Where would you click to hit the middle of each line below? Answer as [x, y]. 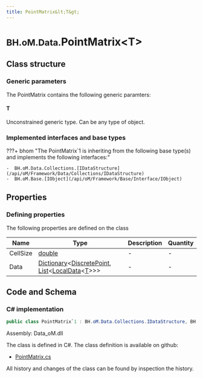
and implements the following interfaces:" [58, 157]
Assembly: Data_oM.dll [35, 333]
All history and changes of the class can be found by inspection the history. [100, 369]
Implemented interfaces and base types [66, 138]
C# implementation [35, 309]
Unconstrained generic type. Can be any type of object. [76, 122]
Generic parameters [36, 81]
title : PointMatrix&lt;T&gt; [43, 12]
